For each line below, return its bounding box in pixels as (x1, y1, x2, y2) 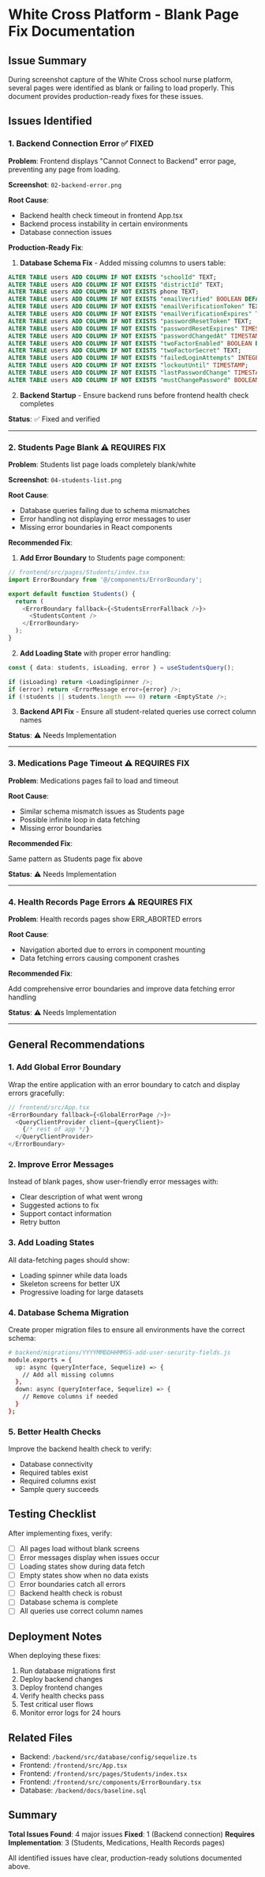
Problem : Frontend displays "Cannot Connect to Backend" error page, (8, 156, 237, 165)
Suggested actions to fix (19, 1200, 99, 1210)
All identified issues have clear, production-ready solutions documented (8, 1852, 242, 1863)
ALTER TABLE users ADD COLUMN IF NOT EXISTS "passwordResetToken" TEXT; (8, 317, 252, 325)
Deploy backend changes (19, 1675, 103, 1684)
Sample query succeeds (19, 1485, 99, 1494)
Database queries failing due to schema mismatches (19, 506, 191, 516)
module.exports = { (8, 1356, 73, 1364)
